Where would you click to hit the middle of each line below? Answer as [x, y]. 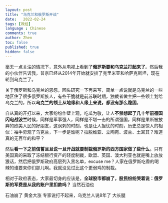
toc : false [16, 43]
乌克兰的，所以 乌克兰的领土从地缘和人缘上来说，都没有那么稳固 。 [73, 102]
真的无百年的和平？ [25, 138]
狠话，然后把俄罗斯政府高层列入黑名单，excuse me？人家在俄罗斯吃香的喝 [82, 161]
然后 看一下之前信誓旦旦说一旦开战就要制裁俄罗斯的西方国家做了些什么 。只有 [84, 149]
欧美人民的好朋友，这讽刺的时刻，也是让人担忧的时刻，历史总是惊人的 [86, 125]
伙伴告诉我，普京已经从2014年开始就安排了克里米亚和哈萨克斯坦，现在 [87, 73]
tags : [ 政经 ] [18, 24]
